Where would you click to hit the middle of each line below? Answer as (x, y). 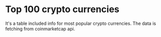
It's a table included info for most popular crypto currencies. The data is (81, 23)
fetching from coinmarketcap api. (40, 28)
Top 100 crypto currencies (62, 9)
